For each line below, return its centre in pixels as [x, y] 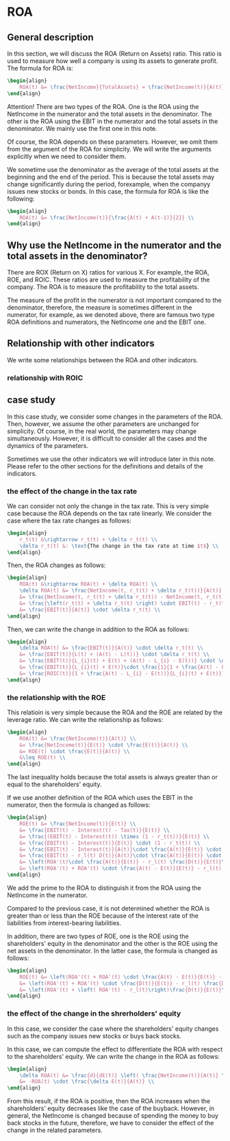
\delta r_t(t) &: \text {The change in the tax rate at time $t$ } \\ [119, 546]
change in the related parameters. [55, 1130]
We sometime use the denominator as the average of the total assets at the [113, 169]
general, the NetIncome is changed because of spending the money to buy [113, 1116]
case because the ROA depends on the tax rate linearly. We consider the [110, 513]
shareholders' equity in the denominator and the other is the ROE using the [113, 943]
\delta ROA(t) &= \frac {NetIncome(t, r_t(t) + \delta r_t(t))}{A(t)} [121, 591]
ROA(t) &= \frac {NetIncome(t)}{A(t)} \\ [78, 738]
